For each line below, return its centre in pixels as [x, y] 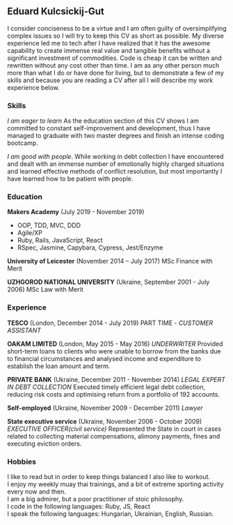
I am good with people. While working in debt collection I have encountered [115, 157]
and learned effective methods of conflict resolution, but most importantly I [115, 172]
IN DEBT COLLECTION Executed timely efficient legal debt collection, [106, 387]
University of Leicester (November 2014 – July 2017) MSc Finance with [110, 261]
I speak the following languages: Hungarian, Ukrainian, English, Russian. [111, 514]
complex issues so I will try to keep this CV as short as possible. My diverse [115, 36]
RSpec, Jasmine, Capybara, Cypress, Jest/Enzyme [90, 248]
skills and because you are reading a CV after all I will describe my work [110, 80]
